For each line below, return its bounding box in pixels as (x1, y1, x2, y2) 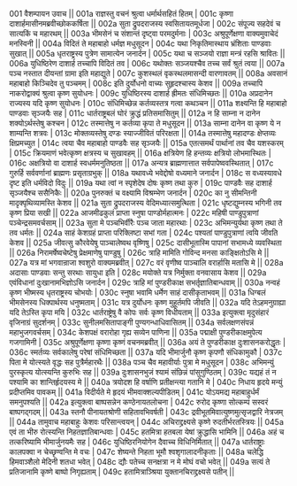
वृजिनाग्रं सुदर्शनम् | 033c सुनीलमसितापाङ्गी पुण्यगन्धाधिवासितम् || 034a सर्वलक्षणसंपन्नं (9, 317, 255, 328)
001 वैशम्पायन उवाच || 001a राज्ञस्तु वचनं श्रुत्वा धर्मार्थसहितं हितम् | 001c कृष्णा (9, 9, 234, 19)
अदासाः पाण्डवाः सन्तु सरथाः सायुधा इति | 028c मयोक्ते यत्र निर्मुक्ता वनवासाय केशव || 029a (9, 267, 267, 278)
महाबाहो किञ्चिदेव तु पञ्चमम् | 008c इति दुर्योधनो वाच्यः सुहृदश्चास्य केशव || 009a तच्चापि (9, 78, 263, 89)
